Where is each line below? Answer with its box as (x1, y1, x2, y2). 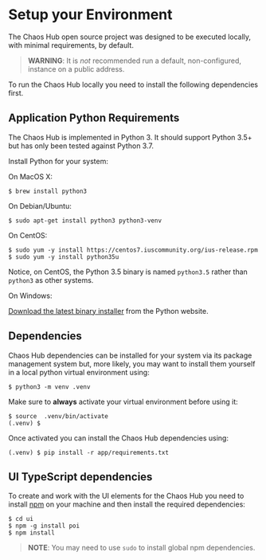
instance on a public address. (27, 64, 125, 73)
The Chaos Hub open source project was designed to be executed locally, (8, 32, 252, 41)
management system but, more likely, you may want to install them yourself (8, 358, 256, 368)
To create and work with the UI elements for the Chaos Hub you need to (8, 491, 244, 501)
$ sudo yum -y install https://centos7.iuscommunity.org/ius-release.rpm (8, 245, 259, 254)
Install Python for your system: (8, 156, 109, 166)
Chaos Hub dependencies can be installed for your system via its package (8, 350, 252, 360)
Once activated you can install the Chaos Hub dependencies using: (8, 433, 229, 443)
